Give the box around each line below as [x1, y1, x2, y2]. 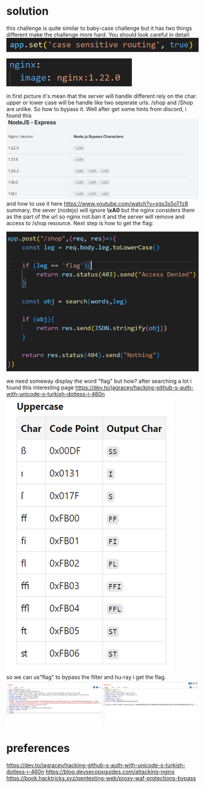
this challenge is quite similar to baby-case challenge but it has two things [6, 24, 192, 32]
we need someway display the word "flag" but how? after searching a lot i [6, 377, 192, 385]
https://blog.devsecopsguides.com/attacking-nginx [45, 768, 175, 775]
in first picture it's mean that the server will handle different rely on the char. [6, 93, 197, 100]
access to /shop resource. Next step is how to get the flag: [6, 220, 154, 227]
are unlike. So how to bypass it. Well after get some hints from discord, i [6, 106, 187, 113]
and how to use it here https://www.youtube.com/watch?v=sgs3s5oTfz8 [6, 200, 189, 208]
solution [6, 4, 49, 18]
